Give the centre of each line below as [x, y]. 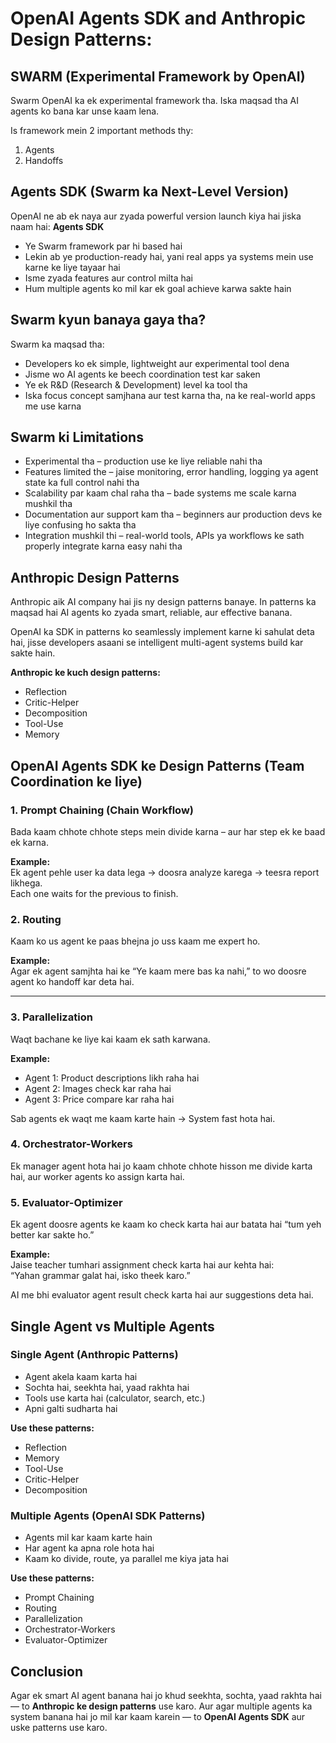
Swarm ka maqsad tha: [57, 344]
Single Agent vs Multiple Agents [112, 1326]
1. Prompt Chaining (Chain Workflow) [102, 810]
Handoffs [44, 160]
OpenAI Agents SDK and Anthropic [158, 18]
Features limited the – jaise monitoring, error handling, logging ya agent [171, 472]
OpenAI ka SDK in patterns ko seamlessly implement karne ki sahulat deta [162, 632]
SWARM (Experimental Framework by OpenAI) [158, 76]
